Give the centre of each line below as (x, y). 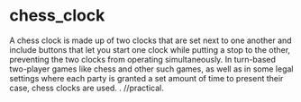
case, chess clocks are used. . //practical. (87, 88)
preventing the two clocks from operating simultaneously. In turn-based (143, 59)
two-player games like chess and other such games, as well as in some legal (151, 69)
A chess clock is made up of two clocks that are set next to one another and (150, 40)
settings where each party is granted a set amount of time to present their (146, 78)
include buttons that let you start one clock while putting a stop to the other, (150, 49)
